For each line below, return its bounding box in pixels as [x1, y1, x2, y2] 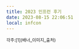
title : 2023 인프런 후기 [6, 8, 62, 15]
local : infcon [6, 20, 42, 26]
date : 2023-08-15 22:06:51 [6, 14, 74, 20]
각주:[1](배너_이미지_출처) [6, 37, 56, 44]
